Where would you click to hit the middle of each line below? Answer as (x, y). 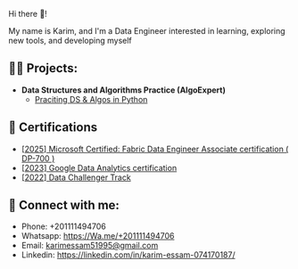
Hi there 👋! (28, 14)
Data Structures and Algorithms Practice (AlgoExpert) (124, 90)
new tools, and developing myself (70, 41)
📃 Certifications (53, 128)
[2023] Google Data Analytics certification (99, 167)
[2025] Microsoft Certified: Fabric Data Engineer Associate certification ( (155, 149)
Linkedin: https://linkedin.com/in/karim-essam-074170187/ (128, 255)
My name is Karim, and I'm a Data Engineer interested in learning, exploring (147, 31)
